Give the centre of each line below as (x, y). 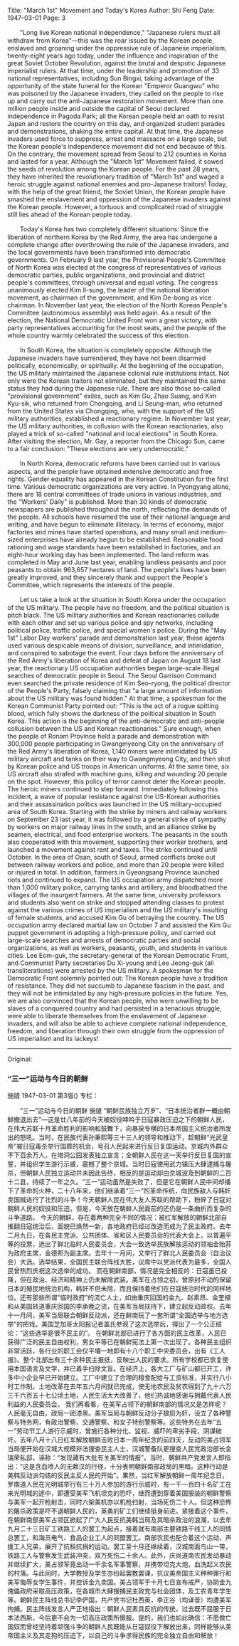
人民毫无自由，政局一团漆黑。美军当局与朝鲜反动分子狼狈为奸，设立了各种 (116, 1413)
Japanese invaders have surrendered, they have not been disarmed (107, 358)
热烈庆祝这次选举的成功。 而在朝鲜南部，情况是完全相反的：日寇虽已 (120, 1271)
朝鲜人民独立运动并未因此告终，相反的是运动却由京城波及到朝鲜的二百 (129, 1173)
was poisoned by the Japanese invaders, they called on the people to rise (116, 93)
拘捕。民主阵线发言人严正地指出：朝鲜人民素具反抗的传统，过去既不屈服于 (116, 1609)
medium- (214, 532)
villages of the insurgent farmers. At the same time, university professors (114, 895)
